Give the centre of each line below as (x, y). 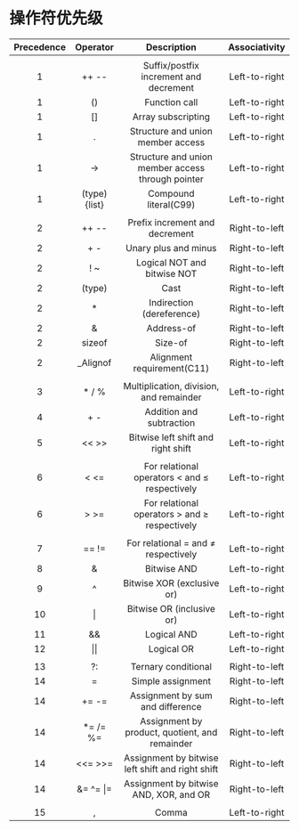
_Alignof (94, 362)
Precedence (40, 47)
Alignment (171, 357)
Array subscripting (171, 117)
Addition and (171, 411)
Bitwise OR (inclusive (171, 608)
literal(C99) (171, 204)
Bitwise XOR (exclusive (171, 582)
